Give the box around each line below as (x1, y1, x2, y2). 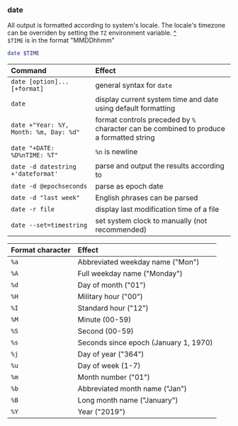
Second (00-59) (77, 326, 135, 336)
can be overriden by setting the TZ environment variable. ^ (7, 28, 177, 37)
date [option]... (11, 78, 69, 86)
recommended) (95, 225, 147, 235)
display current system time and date (95, 94, 219, 104)
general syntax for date (95, 80, 172, 90)
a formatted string (95, 133, 155, 142)
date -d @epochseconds (11, 182, 87, 191)
